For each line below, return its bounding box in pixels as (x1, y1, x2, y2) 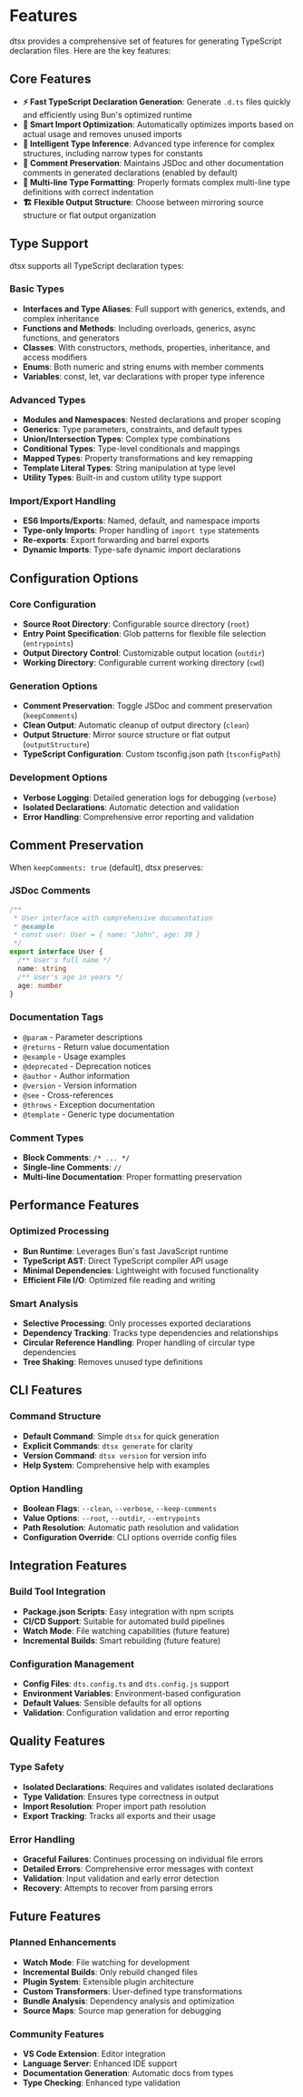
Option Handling (9, 1482, 83, 1495)
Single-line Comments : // (22, 1162, 122, 1172)
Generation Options (9, 680, 98, 693)
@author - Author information (22, 1070, 130, 1081)
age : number (17, 981, 64, 990)
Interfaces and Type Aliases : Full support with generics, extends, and (22, 303, 286, 314)
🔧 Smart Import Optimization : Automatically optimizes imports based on (22, 119, 295, 130)
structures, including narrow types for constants (22, 147, 203, 159)
